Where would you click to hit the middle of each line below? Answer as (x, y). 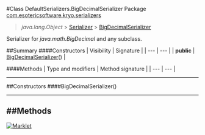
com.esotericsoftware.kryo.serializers (54, 15)
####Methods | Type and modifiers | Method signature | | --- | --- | (91, 69)
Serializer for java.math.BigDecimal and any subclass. (74, 39)
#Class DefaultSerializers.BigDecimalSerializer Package (76, 9)
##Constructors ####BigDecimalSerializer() (62, 86)
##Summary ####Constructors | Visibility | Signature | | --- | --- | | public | (101, 50)
